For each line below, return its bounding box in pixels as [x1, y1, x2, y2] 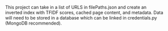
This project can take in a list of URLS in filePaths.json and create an [5, 4, 147, 10]
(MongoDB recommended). [5, 20, 62, 26]
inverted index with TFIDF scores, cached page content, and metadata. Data [5, 9, 163, 15]
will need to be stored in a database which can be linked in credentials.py [5, 15, 157, 20]
